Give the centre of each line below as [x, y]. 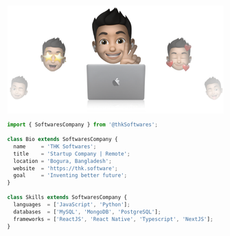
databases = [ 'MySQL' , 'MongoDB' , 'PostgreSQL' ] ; [87, 212]
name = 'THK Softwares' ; [55, 147]
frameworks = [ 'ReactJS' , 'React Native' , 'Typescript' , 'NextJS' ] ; [113, 219]
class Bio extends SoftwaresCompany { [62, 140]
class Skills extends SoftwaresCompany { [67, 197]
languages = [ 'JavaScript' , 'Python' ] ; [72, 204]
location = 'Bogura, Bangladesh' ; [62, 161]
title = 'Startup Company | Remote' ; [72, 153]
